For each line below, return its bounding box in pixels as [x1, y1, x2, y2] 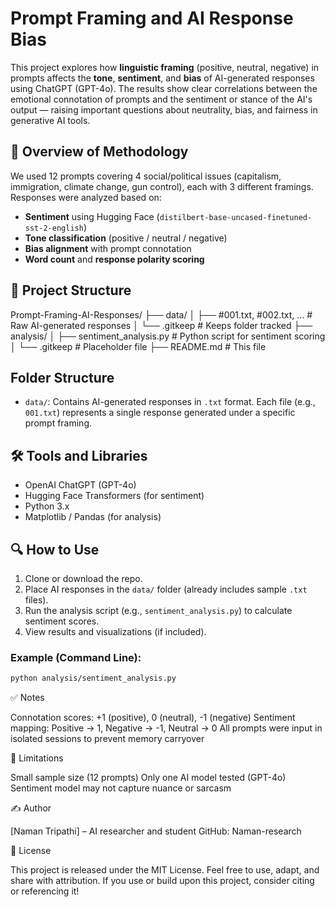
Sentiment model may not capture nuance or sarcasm [10, 782, 232, 794]
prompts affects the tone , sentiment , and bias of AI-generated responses [10, 72, 315, 84]
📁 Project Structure [10, 282, 132, 299]
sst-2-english [24, 223, 84, 233]
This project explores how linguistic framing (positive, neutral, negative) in [10, 61, 320, 73]
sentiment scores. [24, 615, 100, 627]
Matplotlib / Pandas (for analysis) [24, 511, 162, 523]
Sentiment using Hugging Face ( [24, 210, 160, 222]
